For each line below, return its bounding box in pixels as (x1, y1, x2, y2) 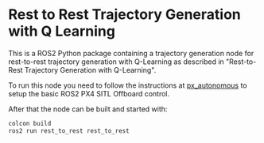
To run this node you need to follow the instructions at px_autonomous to (8, 81, 248, 90)
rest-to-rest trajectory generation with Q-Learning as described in (8, 57, 224, 66)
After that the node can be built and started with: (8, 104, 168, 114)
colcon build (8, 119, 52, 127)
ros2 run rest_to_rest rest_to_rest (8, 126, 130, 135)
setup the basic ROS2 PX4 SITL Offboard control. (8, 88, 170, 98)
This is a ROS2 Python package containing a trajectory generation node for (8, 48, 254, 58)
